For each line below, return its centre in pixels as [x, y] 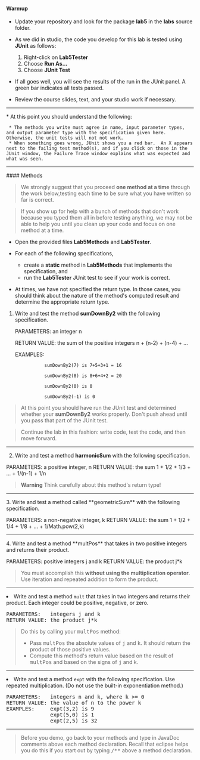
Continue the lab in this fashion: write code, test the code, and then [103, 432]
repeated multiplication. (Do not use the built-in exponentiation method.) [95, 685]
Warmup [17, 8]
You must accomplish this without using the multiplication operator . [105, 573]
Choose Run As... [46, 64]
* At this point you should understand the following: [69, 117]
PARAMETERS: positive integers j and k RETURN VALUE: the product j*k [94, 561]
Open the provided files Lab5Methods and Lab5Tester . [83, 242]
